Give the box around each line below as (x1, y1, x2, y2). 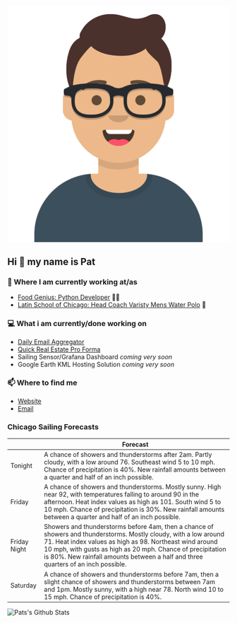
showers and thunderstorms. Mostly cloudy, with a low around (44, 530, 224, 539)
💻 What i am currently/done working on (7, 319, 147, 329)
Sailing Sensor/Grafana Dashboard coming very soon (17, 352, 173, 361)
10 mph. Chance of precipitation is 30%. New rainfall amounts (44, 505, 225, 514)
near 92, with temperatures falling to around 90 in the (44, 490, 200, 499)
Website (17, 397, 42, 405)
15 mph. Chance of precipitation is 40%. (44, 593, 162, 601)
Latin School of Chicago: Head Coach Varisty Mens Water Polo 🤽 (17, 301, 207, 309)
